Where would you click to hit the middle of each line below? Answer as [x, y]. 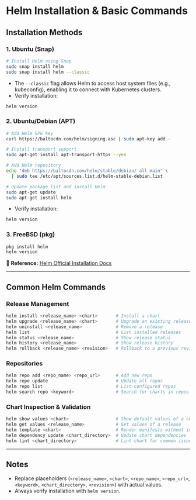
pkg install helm [27, 247]
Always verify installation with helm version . [67, 491]
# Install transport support [41, 149]
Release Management [38, 304]
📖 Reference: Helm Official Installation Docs [59, 263]
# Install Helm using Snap [39, 61]
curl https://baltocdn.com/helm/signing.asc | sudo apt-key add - [88, 139]
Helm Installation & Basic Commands [97, 11]
